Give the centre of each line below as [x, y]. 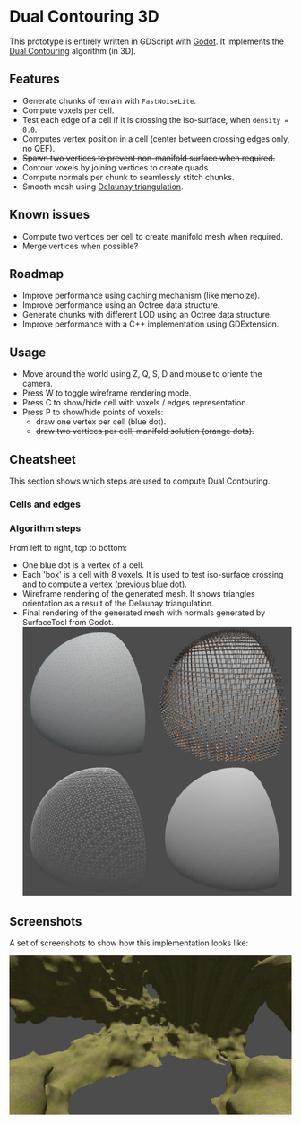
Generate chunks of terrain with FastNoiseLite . [109, 100]
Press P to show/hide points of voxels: [93, 412]
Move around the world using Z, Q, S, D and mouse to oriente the [142, 374]
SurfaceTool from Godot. [68, 623]
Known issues [50, 215]
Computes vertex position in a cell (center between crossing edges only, [156, 139]
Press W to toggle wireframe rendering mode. [107, 393]
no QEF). [39, 148]
